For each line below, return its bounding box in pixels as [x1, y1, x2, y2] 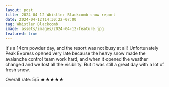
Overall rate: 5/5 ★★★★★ [5, 77, 64, 82]
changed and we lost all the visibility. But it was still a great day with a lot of [5, 62, 164, 67]
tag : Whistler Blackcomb [5, 21, 58, 27]
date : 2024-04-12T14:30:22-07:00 [5, 17, 77, 22]
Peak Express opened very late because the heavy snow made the [5, 50, 146, 56]
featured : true [5, 31, 38, 36]
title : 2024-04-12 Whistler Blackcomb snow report [5, 12, 116, 17]
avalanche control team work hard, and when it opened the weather [5, 56, 149, 62]
